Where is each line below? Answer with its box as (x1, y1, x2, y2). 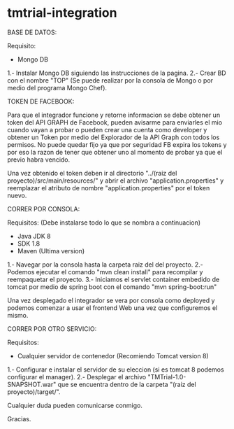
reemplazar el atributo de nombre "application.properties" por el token (7, 183, 210, 192)
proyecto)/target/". (7, 387, 61, 396)
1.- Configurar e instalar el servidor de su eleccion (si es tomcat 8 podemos (7, 365, 225, 374)
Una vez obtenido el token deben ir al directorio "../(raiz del (7, 169, 177, 177)
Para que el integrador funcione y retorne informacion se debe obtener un (7, 111, 221, 119)
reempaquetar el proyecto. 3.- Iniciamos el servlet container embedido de (7, 275, 220, 283)
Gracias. (7, 414, 31, 423)
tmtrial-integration (7, 5, 117, 21)
